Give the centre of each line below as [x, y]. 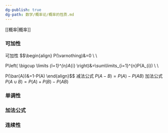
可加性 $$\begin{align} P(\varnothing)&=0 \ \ [51, 55]
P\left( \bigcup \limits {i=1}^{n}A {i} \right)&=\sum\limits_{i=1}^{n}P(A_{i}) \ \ [82, 65]
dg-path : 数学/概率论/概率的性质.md [40, 15]
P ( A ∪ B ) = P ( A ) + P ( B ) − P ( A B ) [37, 81]
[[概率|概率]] [18, 29]
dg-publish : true [23, 10]
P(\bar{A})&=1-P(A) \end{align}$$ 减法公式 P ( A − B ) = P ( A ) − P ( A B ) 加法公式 [84, 76]
